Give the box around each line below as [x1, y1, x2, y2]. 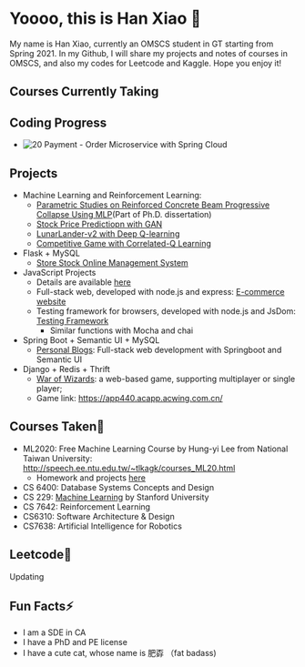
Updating [9, 571, 45, 581]
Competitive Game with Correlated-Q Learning [36, 237, 212, 248]
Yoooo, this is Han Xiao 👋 [9, 8, 202, 29]
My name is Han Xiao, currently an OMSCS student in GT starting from [9, 38, 274, 49]
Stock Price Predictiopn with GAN [36, 218, 163, 229]
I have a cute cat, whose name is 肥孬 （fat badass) [22, 648, 217, 659]
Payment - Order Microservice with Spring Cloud [44, 139, 228, 150]
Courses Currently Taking [9, 84, 159, 99]
